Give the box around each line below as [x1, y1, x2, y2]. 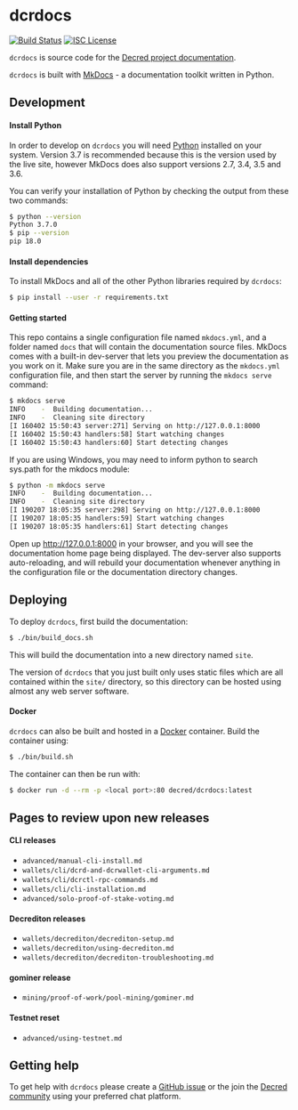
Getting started [9, 312, 67, 323]
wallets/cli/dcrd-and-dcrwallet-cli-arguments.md [21, 866, 211, 875]
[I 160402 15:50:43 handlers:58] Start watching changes [9, 429, 225, 439]
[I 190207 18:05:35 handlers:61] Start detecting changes [9, 522, 229, 531]
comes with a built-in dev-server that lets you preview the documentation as [9, 351, 289, 361]
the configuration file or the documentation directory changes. [9, 566, 238, 577]
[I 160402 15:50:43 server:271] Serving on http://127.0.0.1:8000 [9, 421, 261, 430]
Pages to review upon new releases [9, 810, 210, 825]
